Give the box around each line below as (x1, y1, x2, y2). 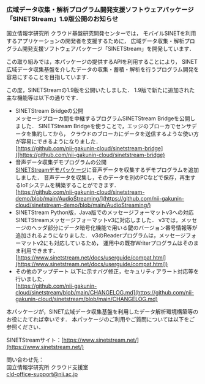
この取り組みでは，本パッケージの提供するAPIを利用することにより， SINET (6, 58, 198, 66)
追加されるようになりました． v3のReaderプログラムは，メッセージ (15, 232, 186, 239)
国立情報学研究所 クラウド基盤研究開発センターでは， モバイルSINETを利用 (6, 29, 196, 37)
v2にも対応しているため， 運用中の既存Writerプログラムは (36, 239, 183, 247)
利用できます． (20, 247, 59, 255)
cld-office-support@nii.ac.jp (6, 371, 78, 378)
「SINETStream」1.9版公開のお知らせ (6, 14, 119, 23)
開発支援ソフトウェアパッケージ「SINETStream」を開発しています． (22, 45, 195, 53)
